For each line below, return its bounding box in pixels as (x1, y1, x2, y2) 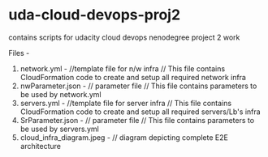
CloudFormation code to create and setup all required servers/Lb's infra (19, 107, 262, 117)
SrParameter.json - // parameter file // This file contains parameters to (19, 115, 254, 125)
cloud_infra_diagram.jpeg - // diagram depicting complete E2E (19, 132, 229, 142)
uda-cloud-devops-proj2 (8, 6, 181, 24)
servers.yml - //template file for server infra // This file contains (19, 98, 232, 108)
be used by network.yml (19, 89, 102, 99)
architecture (19, 141, 62, 151)
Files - (8, 48, 30, 57)
